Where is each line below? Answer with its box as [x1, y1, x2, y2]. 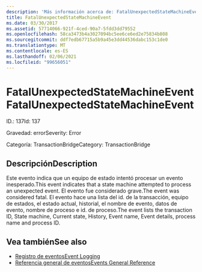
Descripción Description [6, 158, 98, 168]
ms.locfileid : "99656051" [6, 59, 71, 65]
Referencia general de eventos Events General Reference [14, 259, 156, 267]
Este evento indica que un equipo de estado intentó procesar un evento [6, 175, 183, 182]
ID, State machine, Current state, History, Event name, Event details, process [6, 213, 196, 220]
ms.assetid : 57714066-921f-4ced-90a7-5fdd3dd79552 [6, 25, 136, 32]
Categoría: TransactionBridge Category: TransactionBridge [6, 141, 150, 148]
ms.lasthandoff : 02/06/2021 [6, 54, 77, 60]
